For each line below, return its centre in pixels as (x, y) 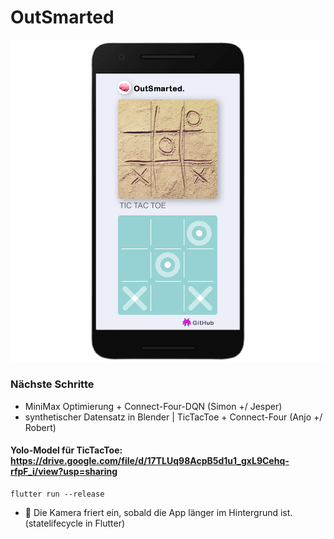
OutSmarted (62, 17)
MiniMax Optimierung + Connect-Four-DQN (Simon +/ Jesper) (153, 406)
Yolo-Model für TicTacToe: (66, 450)
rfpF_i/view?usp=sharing (64, 472)
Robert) (40, 427)
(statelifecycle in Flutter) (75, 523)
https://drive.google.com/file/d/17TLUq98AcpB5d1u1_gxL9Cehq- (150, 461)
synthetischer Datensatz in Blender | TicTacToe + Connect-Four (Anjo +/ (173, 417)
